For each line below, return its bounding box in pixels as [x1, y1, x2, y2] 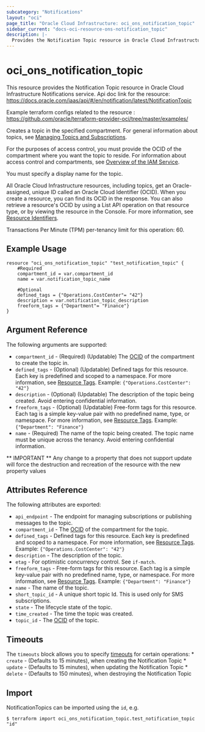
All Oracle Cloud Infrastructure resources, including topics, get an [6, 181, 171, 189]
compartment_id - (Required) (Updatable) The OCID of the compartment [15, 352, 195, 360]
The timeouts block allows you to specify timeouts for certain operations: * [6, 651, 194, 658]
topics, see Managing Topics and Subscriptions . [6, 133, 128, 140]
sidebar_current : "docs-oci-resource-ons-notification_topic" [6, 26, 168, 32]
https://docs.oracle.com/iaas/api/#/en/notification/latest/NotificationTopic [6, 96, 192, 104]
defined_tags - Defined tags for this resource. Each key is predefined [15, 532, 189, 540]
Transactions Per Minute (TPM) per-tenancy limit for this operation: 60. [6, 226, 185, 233]
